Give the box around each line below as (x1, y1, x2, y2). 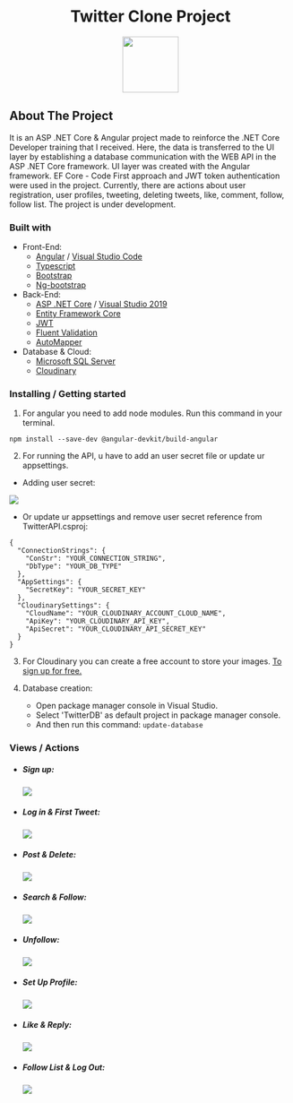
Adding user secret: (22, 478, 96, 488)
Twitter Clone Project (70, 6, 231, 27)
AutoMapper (35, 337, 82, 348)
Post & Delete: (22, 849, 76, 859)
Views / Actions (9, 742, 80, 754)
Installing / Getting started (9, 387, 126, 400)
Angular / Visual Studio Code (35, 251, 143, 262)
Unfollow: (22, 934, 60, 944)
